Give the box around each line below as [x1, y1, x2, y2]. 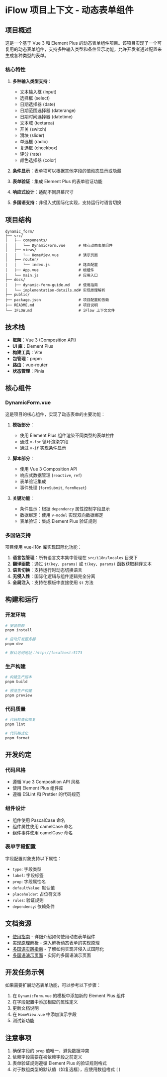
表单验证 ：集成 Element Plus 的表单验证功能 [12, 179, 103, 185]
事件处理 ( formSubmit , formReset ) [19, 485, 87, 490]
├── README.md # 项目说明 [5, 303, 98, 308]
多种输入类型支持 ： [12, 78, 52, 85]
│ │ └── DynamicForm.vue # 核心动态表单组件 [5, 243, 113, 248]
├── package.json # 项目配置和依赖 [5, 297, 109, 302]
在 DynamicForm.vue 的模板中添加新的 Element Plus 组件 [12, 993, 126, 999]
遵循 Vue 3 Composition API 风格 [12, 779, 80, 785]
